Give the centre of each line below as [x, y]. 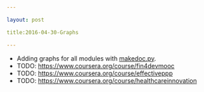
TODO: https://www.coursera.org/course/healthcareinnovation [107, 80]
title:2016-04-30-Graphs [43, 32]
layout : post [25, 20]
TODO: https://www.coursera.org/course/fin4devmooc [96, 66]
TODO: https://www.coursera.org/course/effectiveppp [95, 73]
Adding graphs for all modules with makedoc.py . [86, 58]
